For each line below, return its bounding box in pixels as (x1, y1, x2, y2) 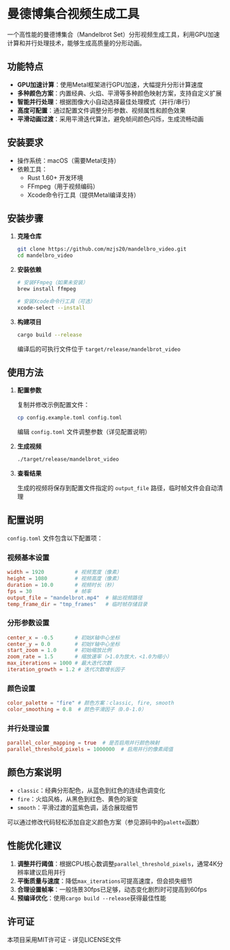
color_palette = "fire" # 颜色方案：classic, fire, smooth (7, 699, 174, 707)
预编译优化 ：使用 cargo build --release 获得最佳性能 (16, 894, 167, 902)
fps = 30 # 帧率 (7, 588, 91, 594)
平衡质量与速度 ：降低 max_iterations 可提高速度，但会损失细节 (16, 877, 194, 885)
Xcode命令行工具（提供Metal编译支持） (27, 190, 140, 199)
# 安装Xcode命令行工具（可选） (16, 298, 95, 305)
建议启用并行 (29, 868, 66, 876)
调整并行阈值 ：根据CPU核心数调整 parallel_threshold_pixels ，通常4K (16, 859, 218, 868)
